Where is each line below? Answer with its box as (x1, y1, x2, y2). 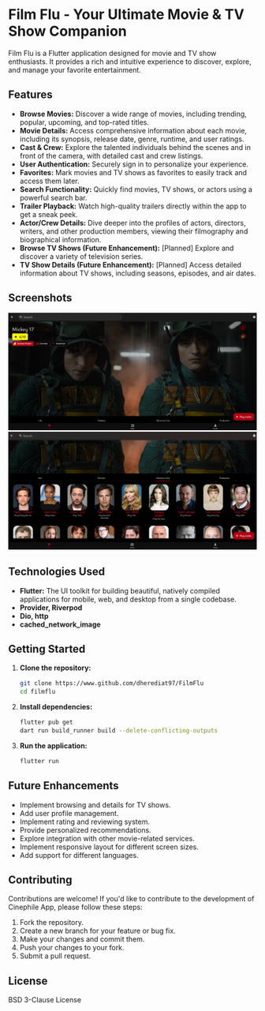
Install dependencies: (19, 702, 93, 712)
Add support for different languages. (19, 850, 140, 859)
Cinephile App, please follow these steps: (8, 902, 144, 912)
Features (8, 88, 53, 102)
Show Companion (8, 22, 128, 40)
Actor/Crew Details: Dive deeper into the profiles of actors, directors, (19, 218, 246, 227)
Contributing (8, 873, 73, 886)
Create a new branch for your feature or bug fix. (19, 926, 176, 936)
